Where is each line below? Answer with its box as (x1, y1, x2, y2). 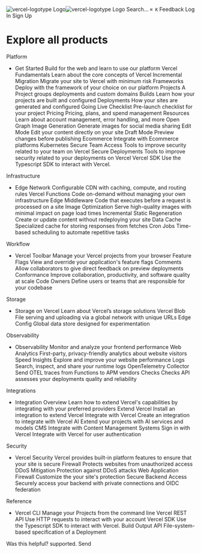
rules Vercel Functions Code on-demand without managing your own (14, 190, 186, 197)
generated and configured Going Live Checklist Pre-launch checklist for (14, 103, 193, 110)
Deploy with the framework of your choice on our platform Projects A (14, 84, 186, 91)
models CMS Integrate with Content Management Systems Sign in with (14, 424, 191, 431)
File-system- (163, 522, 195, 529)
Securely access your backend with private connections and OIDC (14, 479, 179, 487)
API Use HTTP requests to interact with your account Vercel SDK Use (14, 515, 187, 523)
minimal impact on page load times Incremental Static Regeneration (14, 209, 182, 217)
